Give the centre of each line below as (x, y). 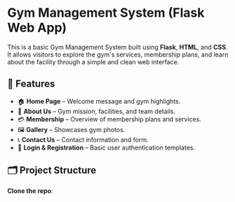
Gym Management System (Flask (106, 13)
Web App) (37, 28)
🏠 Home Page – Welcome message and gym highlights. (99, 101)
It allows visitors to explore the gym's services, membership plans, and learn (118, 55)
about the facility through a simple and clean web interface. (93, 62)
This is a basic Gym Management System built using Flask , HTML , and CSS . (117, 47)
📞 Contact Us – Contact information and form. (83, 139)
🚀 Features (31, 84)
